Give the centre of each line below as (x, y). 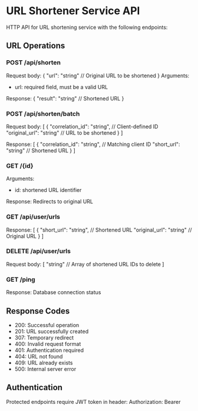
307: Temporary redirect (44, 337)
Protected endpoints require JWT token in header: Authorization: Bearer (93, 402)
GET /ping (21, 279)
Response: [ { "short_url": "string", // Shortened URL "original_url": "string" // (99, 230)
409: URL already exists (44, 363)
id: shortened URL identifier (48, 190)
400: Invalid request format (48, 344)
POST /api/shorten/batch (43, 113)
